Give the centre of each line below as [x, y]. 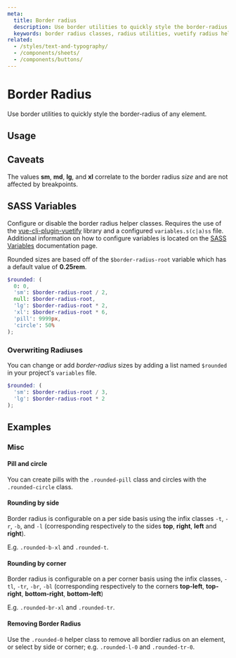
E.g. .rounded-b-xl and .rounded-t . [58, 547]
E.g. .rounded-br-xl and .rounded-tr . [61, 607]
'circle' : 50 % [34, 325]
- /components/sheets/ [47, 53]
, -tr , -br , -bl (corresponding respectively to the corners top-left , [109, 586]
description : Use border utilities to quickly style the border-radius [121, 27]
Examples [29, 427]
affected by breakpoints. [43, 184]
